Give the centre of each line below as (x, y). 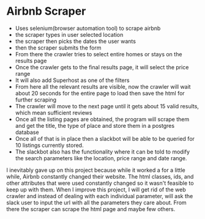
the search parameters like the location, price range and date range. (101, 158)
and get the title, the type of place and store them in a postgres (95, 125)
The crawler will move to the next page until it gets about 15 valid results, (107, 106)
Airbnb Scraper (46, 11)
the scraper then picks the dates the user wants (76, 41)
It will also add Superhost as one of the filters (72, 80)
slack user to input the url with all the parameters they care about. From (96, 202)
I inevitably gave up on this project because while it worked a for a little (96, 170)
